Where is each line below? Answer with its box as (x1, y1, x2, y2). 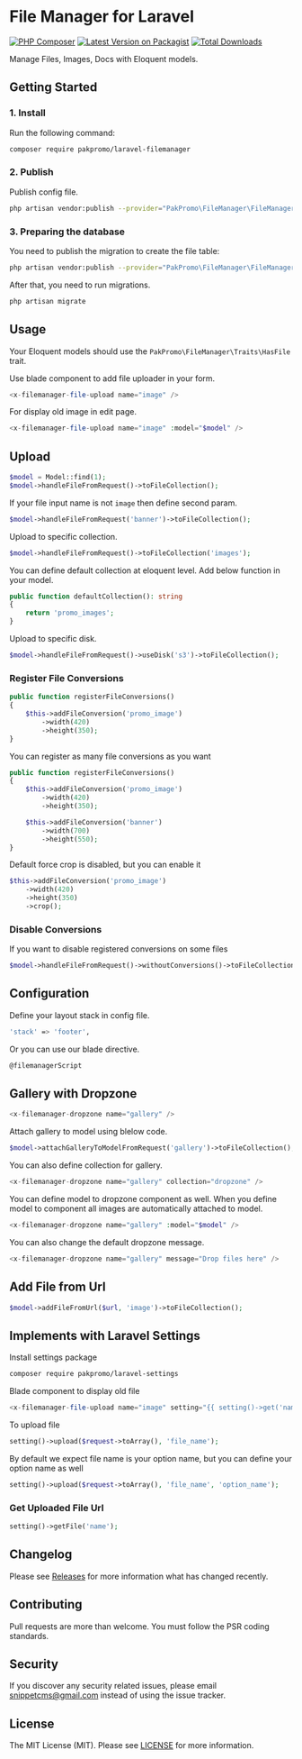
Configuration (9, 986, 90, 1001)
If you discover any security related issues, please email (9, 1681, 218, 1691)
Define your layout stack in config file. (9, 1009, 150, 1020)
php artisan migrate (9, 296, 87, 305)
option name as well (9, 1463, 84, 1473)
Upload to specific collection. (9, 531, 119, 542)
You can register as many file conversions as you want (9, 751, 211, 761)
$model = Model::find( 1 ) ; (9, 473, 106, 482)
